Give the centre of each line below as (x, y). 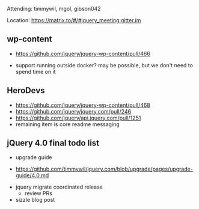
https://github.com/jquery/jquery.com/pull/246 (73, 111)
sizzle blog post (35, 200)
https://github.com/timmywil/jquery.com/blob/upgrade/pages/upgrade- (104, 169)
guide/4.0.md (32, 175)
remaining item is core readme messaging (67, 124)
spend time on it (35, 71)
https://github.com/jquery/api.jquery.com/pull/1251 (78, 118)
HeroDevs (26, 90)
